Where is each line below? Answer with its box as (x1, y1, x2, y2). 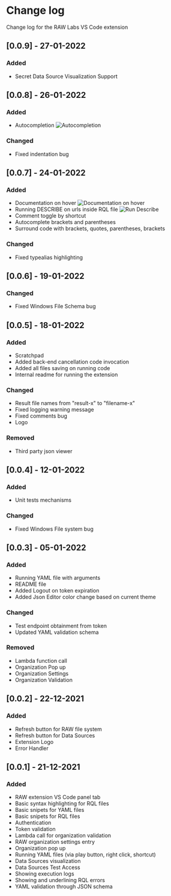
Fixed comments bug (14, 412, 68, 419)
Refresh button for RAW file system (14, 725, 102, 733)
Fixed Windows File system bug (14, 525, 94, 532)
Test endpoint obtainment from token (14, 622, 107, 629)
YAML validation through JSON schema (14, 883, 113, 890)
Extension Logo (14, 738, 54, 745)
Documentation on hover (14, 200, 77, 207)
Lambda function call (14, 657, 67, 664)
